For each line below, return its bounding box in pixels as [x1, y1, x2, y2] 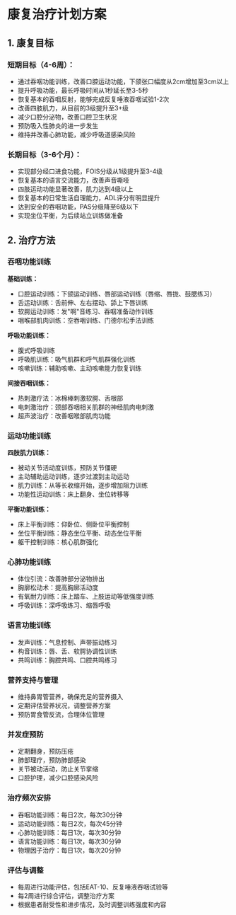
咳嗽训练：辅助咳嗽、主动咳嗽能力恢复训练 [17, 364, 142, 372]
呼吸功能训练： [7, 330, 51, 340]
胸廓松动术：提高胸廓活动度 [17, 583, 99, 592]
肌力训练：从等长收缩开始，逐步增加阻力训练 [17, 481, 148, 490]
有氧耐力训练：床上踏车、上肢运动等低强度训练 [17, 592, 154, 601]
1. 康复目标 [7, 37, 54, 49]
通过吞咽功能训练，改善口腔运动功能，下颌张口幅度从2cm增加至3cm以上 [17, 77, 230, 86]
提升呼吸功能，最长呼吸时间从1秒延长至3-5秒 [17, 86, 148, 94]
